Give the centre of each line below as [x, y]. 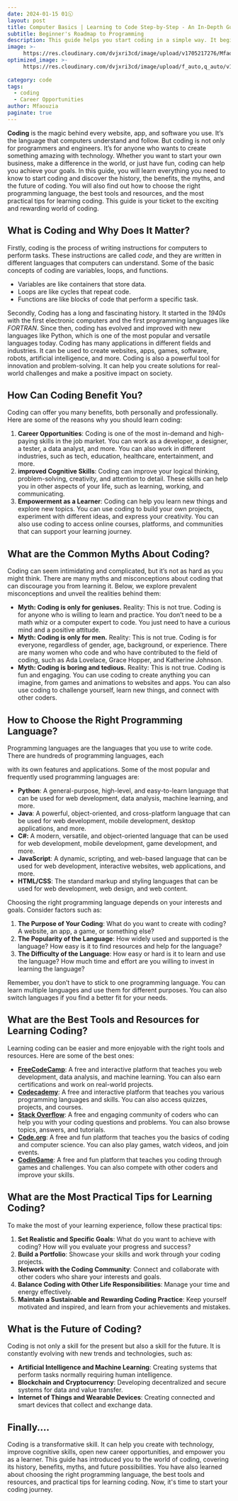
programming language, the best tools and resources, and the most [106, 193]
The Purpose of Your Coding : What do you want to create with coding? [122, 924]
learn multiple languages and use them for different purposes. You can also [117, 990]
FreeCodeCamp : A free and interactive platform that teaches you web [120, 1069]
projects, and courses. [50, 1107]
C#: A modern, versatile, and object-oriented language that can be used [123, 836]
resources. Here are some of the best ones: [71, 1055]
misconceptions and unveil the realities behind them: [84, 593]
